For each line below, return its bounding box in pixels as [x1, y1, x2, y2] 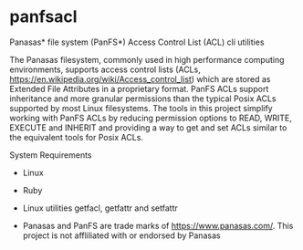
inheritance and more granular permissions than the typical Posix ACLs [9, 93, 277, 104]
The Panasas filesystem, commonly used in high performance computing [9, 54, 285, 65]
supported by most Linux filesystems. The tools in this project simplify [9, 102, 273, 113]
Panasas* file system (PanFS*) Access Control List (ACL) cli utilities [9, 36, 265, 47]
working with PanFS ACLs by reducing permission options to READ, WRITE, [9, 112, 292, 123]
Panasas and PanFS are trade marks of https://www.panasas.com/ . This [22, 220, 294, 231]
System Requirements [9, 149, 92, 161]
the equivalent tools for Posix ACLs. [9, 131, 144, 142]
